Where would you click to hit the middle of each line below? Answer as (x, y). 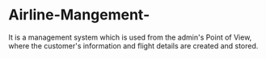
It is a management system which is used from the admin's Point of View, (130, 37)
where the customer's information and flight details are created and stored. (133, 45)
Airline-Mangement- (79, 15)
